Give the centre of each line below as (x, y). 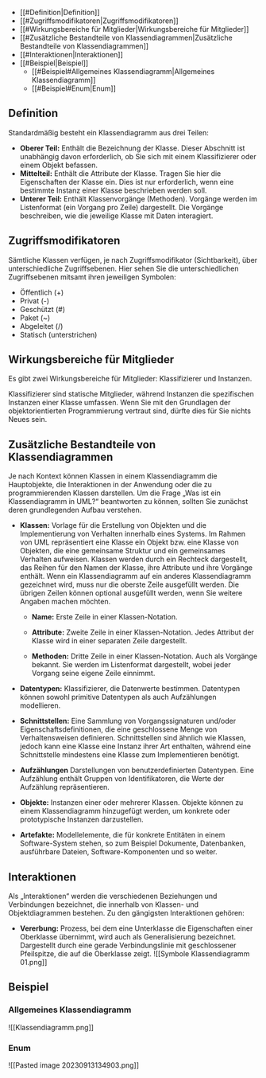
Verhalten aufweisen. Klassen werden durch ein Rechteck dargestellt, (133, 559)
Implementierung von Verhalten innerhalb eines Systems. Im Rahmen (133, 534)
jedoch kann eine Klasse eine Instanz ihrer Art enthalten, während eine (135, 746)
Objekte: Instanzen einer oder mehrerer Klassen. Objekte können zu (131, 803)
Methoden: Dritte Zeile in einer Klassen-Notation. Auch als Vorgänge (145, 656)
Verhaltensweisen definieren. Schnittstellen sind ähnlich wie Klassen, (133, 738)
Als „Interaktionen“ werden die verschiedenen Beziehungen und (113, 896)
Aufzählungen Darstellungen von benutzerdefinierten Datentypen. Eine (137, 770)
